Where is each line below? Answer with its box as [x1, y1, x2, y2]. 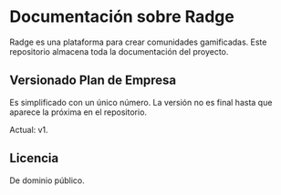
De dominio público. [9, 175, 85, 186]
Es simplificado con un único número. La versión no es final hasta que [9, 97, 273, 108]
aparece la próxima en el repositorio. [9, 107, 148, 118]
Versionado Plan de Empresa [9, 73, 177, 88]
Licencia [9, 150, 59, 166]
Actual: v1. [9, 124, 48, 135]
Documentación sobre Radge [9, 6, 234, 27]
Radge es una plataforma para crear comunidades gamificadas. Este [9, 36, 267, 47]
